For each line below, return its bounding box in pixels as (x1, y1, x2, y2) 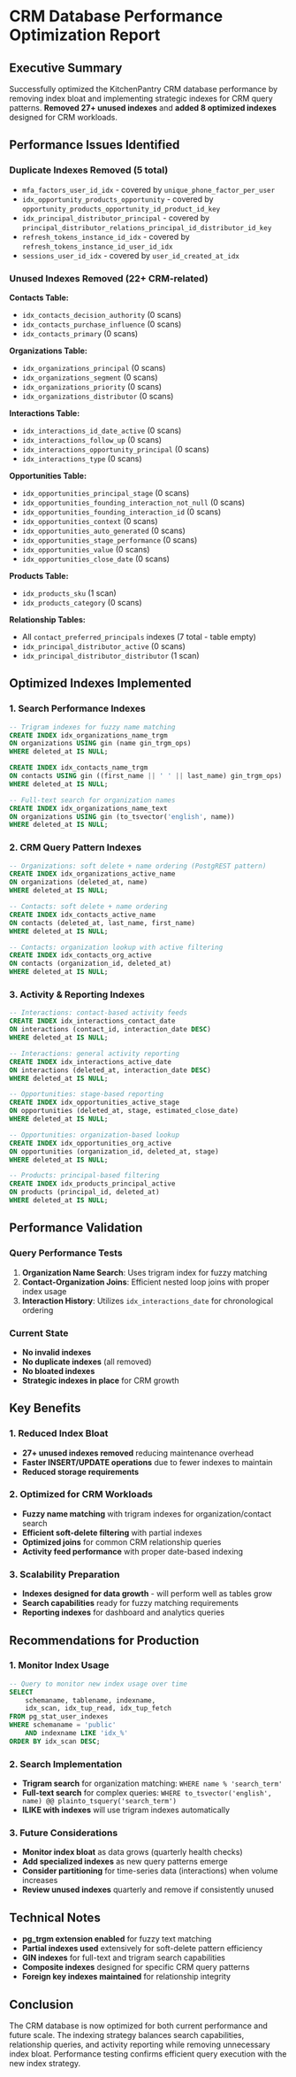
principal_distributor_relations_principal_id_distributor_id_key (21, 223, 272, 232)
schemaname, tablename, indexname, (25, 1695, 156, 1705)
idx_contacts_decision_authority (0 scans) (21, 309, 182, 320)
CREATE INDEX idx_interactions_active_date (9, 1057, 172, 1066)
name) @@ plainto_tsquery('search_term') (21, 1797, 177, 1806)
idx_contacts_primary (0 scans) (21, 328, 139, 338)
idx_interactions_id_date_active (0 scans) (21, 425, 182, 436)
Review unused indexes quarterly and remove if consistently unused (21, 1884, 274, 1896)
